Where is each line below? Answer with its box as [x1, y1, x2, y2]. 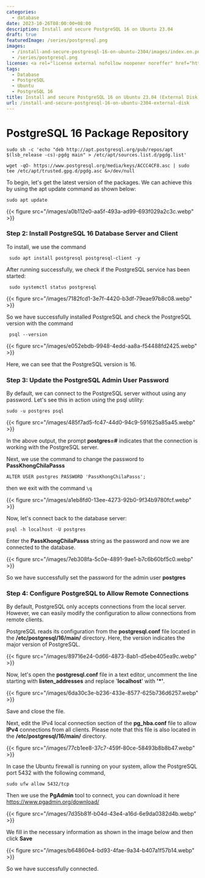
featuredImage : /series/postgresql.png [6, 37, 108, 43]
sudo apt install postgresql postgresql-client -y [9, 255, 140, 261]
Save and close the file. [6, 707, 65, 715]
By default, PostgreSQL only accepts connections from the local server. [6, 603, 186, 610]
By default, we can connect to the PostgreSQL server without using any [6, 389, 186, 397]
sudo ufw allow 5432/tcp [6, 781, 70, 788]
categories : [6, 9, 37, 15]
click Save [6, 835, 32, 843]
